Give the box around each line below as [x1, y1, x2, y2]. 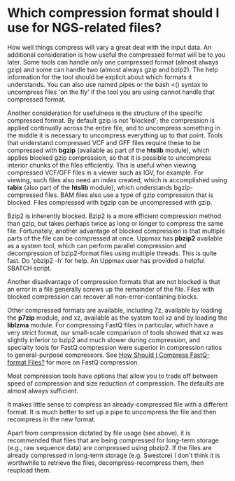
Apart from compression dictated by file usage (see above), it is [7, 428, 191, 437]
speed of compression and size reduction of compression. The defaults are [7, 379, 225, 387]
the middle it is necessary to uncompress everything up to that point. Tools [7, 131, 223, 140]
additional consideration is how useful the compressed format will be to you [7, 50, 226, 59]
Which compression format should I [7, 5, 220, 21]
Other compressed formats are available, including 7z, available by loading [7, 306, 222, 314]
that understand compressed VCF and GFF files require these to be [7, 138, 201, 147]
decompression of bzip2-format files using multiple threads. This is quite [7, 249, 217, 257]
